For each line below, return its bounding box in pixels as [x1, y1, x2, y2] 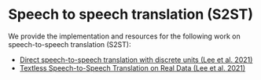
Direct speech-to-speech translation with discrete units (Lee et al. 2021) [19, 55, 253, 64]
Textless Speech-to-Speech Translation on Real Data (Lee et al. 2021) [19, 63, 246, 72]
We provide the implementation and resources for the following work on [8, 31, 241, 41]
